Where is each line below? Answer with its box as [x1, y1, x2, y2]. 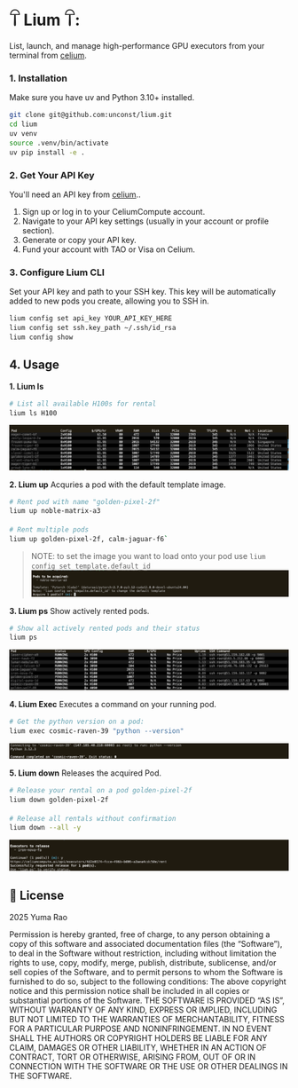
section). [21, 225, 55, 235]
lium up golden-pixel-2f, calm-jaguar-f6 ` [9, 535, 169, 544]
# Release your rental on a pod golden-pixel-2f [9, 785, 192, 794]
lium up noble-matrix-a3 [9, 507, 101, 516]
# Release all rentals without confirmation [9, 814, 176, 823]
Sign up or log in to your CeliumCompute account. [21, 206, 206, 217]
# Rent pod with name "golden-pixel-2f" [9, 497, 161, 506]
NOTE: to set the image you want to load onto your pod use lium [30, 550, 266, 561]
